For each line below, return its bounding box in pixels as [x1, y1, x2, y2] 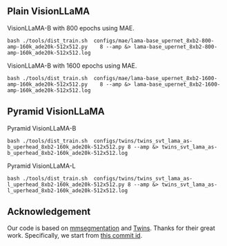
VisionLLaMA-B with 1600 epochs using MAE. [7, 61, 137, 70]
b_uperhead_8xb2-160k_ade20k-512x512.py [7, 143, 126, 151]
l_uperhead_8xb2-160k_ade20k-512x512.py [7, 181, 126, 188]
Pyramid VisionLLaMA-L [7, 162, 76, 170]
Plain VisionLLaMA [7, 6, 90, 17]
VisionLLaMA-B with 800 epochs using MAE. [7, 23, 135, 32]
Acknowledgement [7, 206, 91, 218]
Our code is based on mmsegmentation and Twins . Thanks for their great [7, 224, 215, 232]
